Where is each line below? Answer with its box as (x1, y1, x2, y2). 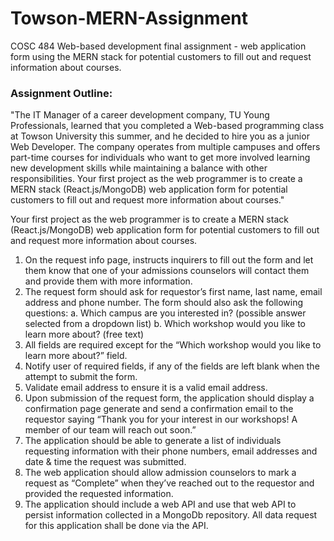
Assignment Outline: (10, 86, 113, 100)
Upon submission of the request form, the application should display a (24, 392, 315, 404)
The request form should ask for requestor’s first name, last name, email (24, 286, 323, 298)
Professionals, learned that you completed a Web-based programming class (10, 120, 325, 132)
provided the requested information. (24, 488, 174, 500)
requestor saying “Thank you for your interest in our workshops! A (24, 413, 298, 426)
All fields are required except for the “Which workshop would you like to (24, 339, 322, 351)
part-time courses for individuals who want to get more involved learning (10, 152, 311, 164)
